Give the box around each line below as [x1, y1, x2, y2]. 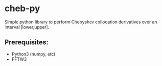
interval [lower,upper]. [4, 24, 49, 30]
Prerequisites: [4, 38, 48, 47]
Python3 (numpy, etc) [11, 51, 56, 57]
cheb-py [4, 3, 40, 14]
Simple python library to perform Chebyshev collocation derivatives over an [4, 19, 157, 25]
